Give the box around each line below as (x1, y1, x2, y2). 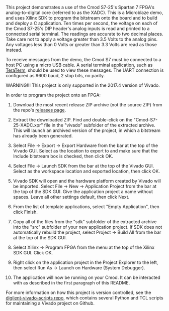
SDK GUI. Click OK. (13, 250, 53, 255)
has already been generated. (13, 133, 73, 138)
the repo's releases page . (13, 107, 66, 113)
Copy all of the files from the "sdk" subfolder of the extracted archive (13, 219, 157, 225)
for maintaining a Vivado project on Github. (6, 300, 95, 306)
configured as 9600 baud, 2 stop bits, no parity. (6, 73, 105, 78)
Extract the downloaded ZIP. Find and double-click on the (13, 117, 133, 122)
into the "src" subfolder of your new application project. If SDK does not (13, 224, 162, 230)
